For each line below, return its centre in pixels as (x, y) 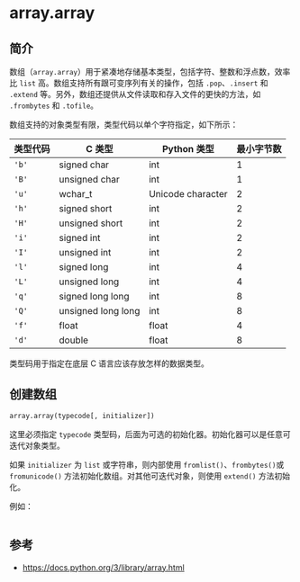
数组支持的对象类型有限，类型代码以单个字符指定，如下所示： (124, 125)
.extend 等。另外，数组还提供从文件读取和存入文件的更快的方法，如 (135, 94)
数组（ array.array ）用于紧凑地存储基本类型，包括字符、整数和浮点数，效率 (150, 72)
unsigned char (89, 179)
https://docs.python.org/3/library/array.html (103, 567)
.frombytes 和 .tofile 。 (54, 105)
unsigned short (91, 223)
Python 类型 (188, 149)
